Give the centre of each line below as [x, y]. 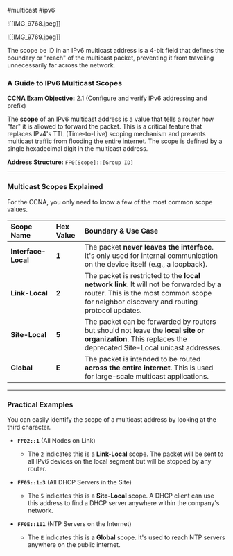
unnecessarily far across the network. [61, 65]
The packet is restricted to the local [142, 275]
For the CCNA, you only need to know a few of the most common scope [110, 202]
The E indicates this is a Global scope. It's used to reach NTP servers [126, 537]
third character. [29, 427]
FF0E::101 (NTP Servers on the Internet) [74, 523]
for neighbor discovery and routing [141, 302]
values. [17, 209]
